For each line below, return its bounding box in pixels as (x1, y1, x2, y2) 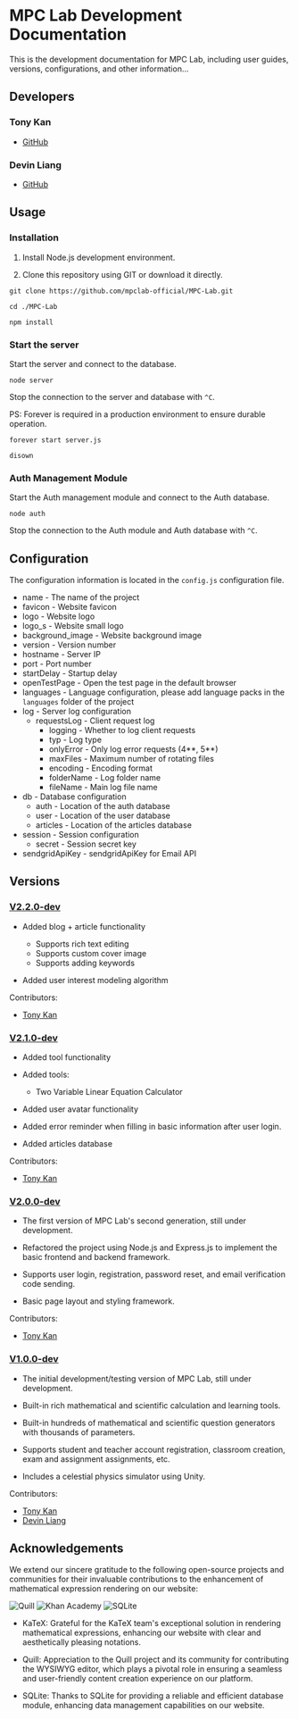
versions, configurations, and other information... (9, 63, 189, 74)
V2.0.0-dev (9, 1195, 61, 1207)
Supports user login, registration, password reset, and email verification (21, 1269, 286, 1280)
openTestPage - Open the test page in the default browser (21, 678, 237, 688)
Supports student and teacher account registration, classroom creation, (21, 1444, 286, 1455)
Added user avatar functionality (21, 1104, 139, 1114)
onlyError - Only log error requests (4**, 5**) (48, 744, 219, 755)
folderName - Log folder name (48, 772, 161, 783)
